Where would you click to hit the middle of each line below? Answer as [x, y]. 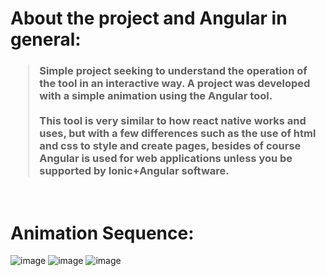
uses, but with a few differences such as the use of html [178, 134]
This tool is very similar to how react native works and [173, 121]
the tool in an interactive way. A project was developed [175, 84]
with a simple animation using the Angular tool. [156, 96]
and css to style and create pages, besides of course [170, 146]
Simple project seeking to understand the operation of [173, 71]
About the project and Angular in [149, 18]
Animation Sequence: [102, 233]
